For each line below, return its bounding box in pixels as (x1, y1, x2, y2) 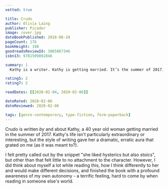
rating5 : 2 (5, 76, 28, 81)
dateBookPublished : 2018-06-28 (5, 35, 70, 40)
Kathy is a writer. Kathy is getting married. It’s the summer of (9, 67, 151, 72)
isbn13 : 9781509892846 (5, 53, 52, 58)
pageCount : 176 (5, 39, 37, 45)
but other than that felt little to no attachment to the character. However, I (5, 157, 155, 163)
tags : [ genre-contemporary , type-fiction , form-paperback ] (5, 112, 131, 117)
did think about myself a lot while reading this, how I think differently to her (5, 162, 159, 168)
